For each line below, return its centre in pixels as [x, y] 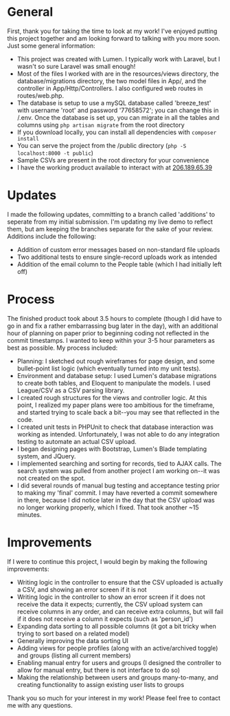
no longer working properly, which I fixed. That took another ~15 [108, 507]
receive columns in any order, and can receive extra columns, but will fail [120, 611]
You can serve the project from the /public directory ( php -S [102, 145]
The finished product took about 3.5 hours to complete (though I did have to [114, 318]
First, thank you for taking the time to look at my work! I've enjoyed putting [112, 31]
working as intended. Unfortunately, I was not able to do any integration [118, 434]
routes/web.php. [40, 95]
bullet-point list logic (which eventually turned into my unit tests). [109, 368]
